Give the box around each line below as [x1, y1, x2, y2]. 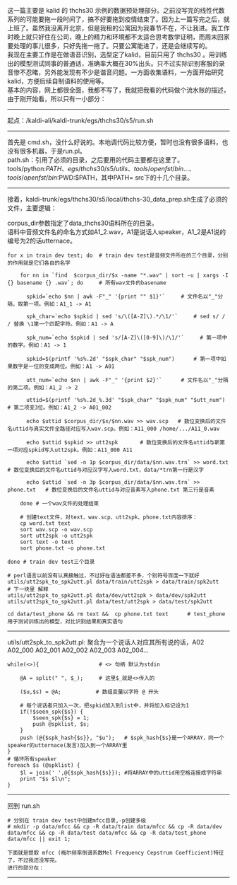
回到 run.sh [7, 802, 40, 810]
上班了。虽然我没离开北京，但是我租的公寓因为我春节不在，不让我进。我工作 [7, 24, 230, 32]
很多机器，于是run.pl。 [19, 147, 86, 155]
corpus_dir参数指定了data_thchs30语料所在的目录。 [7, 219, 159, 227]
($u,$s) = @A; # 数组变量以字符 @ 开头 [20, 688, 159, 695]
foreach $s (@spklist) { [7, 762, 80, 769]
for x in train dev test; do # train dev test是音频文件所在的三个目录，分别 [7, 252, 229, 259]
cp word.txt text [20, 520, 71, 527]
